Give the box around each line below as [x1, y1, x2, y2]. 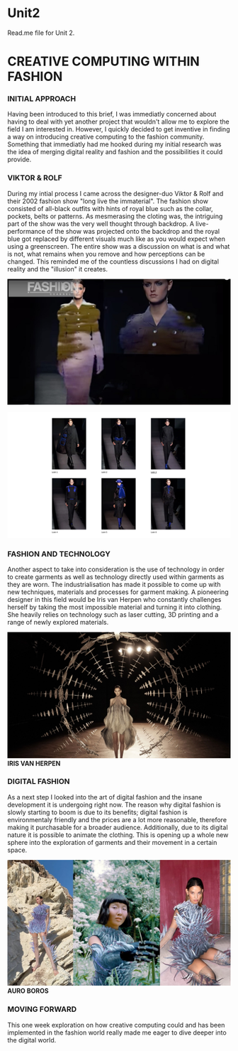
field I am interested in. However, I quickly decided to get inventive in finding [7, 125, 230, 134]
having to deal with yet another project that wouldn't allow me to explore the [7, 117, 229, 126]
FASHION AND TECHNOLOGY [7, 549, 111, 559]
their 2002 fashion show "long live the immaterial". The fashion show [7, 197, 209, 205]
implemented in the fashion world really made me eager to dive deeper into [7, 1028, 227, 1037]
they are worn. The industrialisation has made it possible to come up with [7, 581, 221, 589]
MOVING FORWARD [7, 1004, 77, 1014]
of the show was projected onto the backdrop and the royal [47, 227, 220, 235]
